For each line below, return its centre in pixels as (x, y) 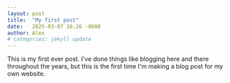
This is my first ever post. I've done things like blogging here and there (108, 59)
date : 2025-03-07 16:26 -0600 (54, 26)
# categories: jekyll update (49, 39)
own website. (26, 74)
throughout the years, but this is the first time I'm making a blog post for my (115, 66)
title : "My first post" (43, 20)
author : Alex (26, 33)
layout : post (26, 13)
